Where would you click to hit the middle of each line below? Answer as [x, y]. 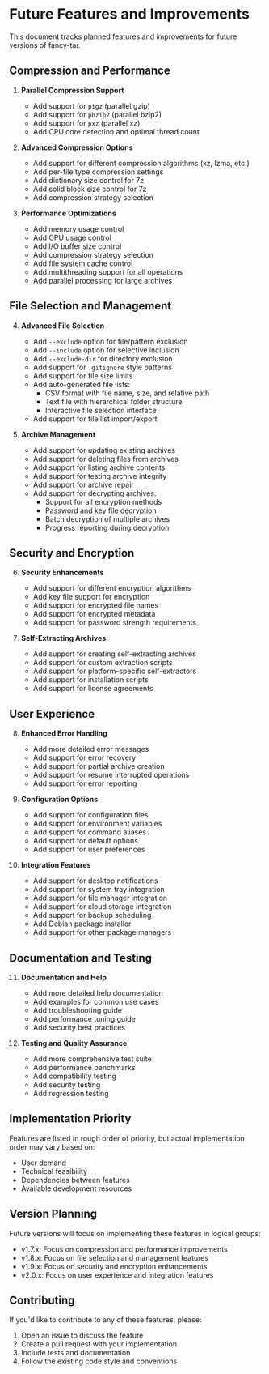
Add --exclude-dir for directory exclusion [103, 358]
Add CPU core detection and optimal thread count [116, 131]
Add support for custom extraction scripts [103, 663]
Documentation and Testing [81, 958]
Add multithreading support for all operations [108, 271]
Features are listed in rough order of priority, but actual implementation [127, 1138]
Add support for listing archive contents [99, 467]
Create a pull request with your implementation [99, 1344]
